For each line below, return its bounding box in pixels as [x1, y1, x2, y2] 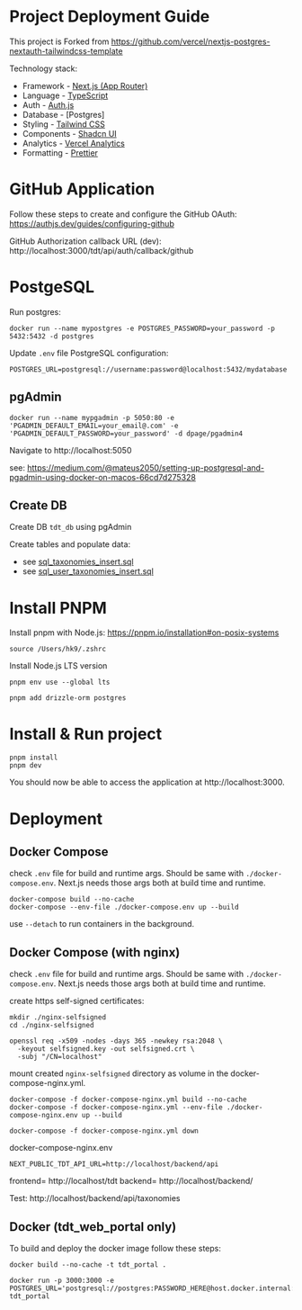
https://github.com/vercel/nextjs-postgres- [111, 36, 271, 47]
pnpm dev [9, 761, 42, 770]
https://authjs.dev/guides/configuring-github [9, 218, 175, 229]
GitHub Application [9, 179, 155, 200]
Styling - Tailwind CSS [22, 119, 106, 130]
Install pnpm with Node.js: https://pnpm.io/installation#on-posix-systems [9, 627, 280, 638]
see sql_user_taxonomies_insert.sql [22, 566, 155, 577]
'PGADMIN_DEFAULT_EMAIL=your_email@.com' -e [9, 421, 179, 430]
